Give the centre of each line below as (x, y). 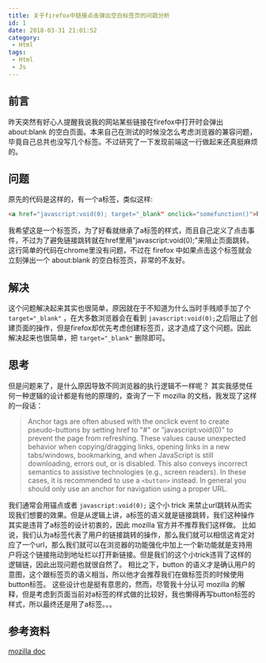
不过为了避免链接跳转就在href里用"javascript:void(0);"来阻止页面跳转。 (138, 240)
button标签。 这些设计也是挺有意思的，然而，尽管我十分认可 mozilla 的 (123, 584)
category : (25, 38)
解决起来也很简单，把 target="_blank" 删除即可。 (89, 338)
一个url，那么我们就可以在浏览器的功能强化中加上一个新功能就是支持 (134, 544)
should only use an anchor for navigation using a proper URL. (127, 489)
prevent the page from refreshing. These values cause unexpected (137, 438)
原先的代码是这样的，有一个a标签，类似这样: (80, 200)
